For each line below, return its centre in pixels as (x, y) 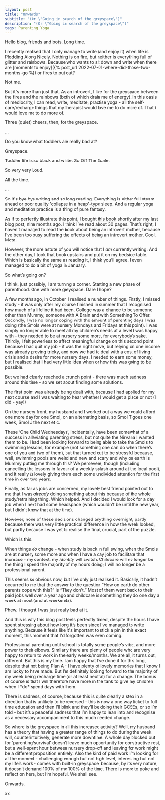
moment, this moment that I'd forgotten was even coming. (64, 636)
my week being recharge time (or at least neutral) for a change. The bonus (81, 677)
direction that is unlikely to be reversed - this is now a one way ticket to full (81, 702)
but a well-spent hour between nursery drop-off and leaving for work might (82, 748)
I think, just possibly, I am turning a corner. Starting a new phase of (73, 284)
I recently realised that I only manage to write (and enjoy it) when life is (77, 52)
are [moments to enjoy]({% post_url (41, 68)
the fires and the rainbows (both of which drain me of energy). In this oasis (81, 97)
